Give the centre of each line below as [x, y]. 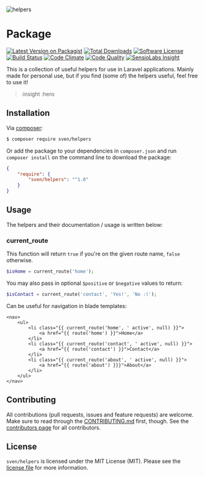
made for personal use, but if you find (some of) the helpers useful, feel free [102, 76]
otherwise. [20, 260]
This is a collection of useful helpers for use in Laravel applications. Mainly [100, 69]
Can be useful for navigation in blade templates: [67, 306]
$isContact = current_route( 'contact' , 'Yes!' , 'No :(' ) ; [82, 294]
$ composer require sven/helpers [49, 139]
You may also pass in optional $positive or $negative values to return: [95, 283]
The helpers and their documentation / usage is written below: [85, 224]
